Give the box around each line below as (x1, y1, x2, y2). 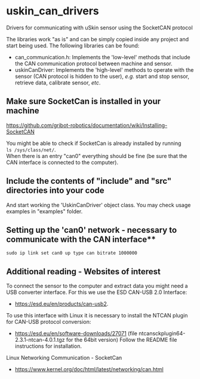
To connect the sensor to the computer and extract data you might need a (6, 283, 188, 290)
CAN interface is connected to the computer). (6, 159, 118, 166)
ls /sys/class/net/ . (6, 145, 56, 153)
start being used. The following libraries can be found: (6, 42, 140, 49)
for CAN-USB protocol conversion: (6, 319, 91, 326)
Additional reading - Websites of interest (6, 266, 161, 277)
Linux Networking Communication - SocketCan (6, 354, 122, 362)
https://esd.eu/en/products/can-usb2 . (14, 301, 109, 308)
